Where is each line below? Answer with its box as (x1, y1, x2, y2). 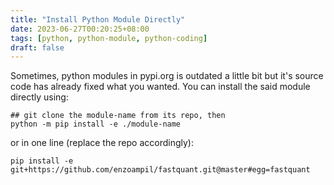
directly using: (10, 91, 69, 103)
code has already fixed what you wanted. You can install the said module (10, 81, 311, 93)
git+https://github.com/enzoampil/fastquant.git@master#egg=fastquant (10, 165, 311, 175)
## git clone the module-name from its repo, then (10, 111, 226, 121)
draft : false (10, 42, 65, 53)
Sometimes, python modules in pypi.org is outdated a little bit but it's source (10, 70, 324, 82)
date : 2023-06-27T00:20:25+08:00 (10, 24, 150, 34)
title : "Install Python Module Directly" (10, 14, 186, 25)
